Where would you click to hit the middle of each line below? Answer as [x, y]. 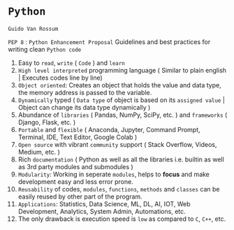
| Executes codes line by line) [60, 78]
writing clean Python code [45, 49]
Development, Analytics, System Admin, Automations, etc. [102, 211]
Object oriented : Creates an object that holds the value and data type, [120, 85]
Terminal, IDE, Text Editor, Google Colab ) [78, 137]
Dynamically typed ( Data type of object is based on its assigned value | [122, 100]
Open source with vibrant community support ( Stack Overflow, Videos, [117, 144]
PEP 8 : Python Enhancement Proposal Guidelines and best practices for [109, 42]
